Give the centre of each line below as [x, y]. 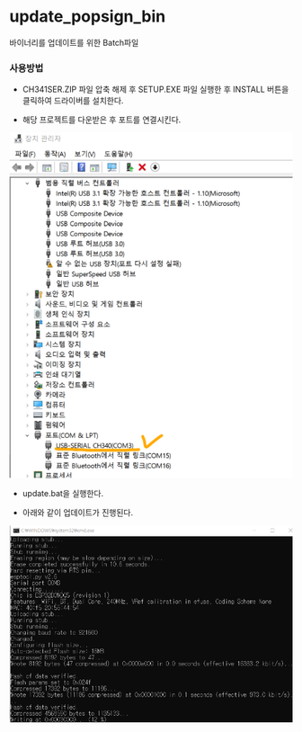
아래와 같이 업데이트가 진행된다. [77, 513]
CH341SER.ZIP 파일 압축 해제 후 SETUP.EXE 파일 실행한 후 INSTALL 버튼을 [155, 89]
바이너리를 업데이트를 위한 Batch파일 [74, 42]
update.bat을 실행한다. [63, 494]
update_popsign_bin [88, 17]
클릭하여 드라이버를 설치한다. [73, 101]
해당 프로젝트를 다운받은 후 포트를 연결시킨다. [102, 120]
